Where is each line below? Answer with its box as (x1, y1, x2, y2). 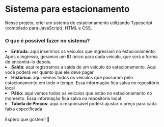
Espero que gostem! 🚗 (5, 117, 50, 123)
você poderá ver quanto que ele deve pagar (5, 69, 94, 75)
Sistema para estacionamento (5, 3, 130, 15)
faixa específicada (5, 106, 43, 112)
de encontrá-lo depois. (5, 59, 52, 65)
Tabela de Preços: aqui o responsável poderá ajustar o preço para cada (11, 101, 157, 107)
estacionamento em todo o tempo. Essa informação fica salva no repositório (5, 80, 160, 86)
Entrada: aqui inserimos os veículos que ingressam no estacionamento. (11, 48, 156, 55)
